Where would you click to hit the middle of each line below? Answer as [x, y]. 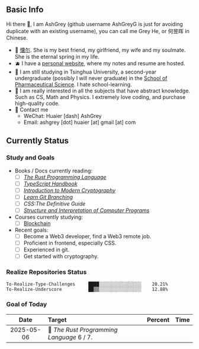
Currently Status [38, 141]
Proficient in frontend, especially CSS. [70, 243]
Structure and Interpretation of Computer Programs [86, 210]
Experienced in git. [46, 250]
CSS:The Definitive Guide [54, 203]
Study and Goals [31, 158]
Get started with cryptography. [61, 257]
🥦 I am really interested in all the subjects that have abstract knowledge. [102, 91]
